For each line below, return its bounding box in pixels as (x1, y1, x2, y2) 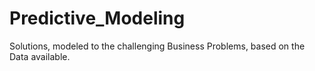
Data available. (9, 50, 71, 62)
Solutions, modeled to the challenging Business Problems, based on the (9, 40, 306, 52)
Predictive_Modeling (9, 7, 186, 30)
